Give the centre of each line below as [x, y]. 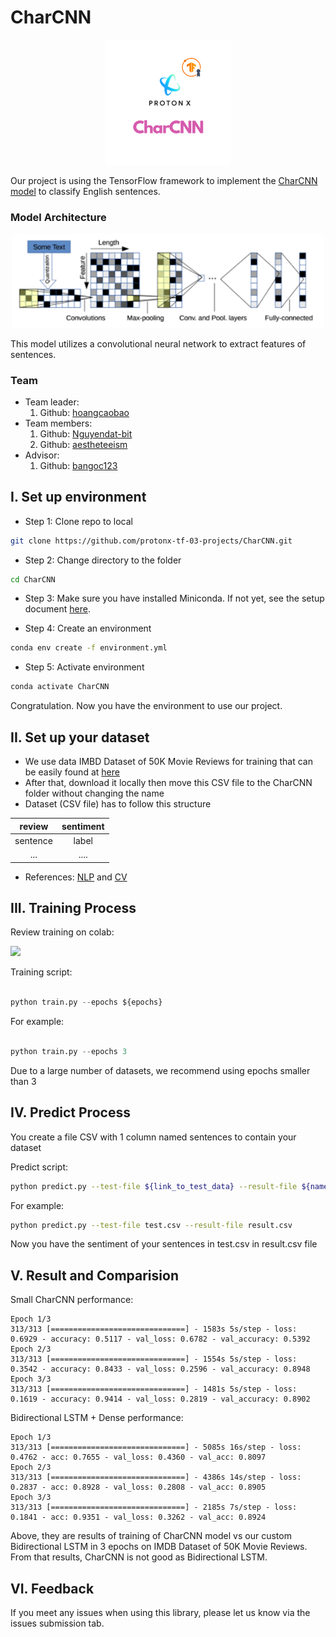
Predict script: [39, 1167]
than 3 [23, 1081]
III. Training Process [73, 907]
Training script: [41, 972]
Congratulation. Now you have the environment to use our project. [146, 706]
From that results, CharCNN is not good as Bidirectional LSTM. [139, 1557]
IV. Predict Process [70, 1112]
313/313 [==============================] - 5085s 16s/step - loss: [156, 1447]
